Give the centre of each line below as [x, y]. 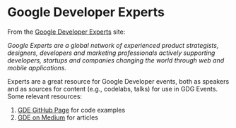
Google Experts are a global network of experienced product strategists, [113, 45]
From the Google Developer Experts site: [66, 32]
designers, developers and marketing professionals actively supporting [111, 53]
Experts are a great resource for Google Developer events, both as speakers [118, 81]
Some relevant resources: [45, 96]
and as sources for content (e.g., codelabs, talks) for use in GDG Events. [112, 89]
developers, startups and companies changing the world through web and [116, 60]
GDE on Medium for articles [58, 117]
